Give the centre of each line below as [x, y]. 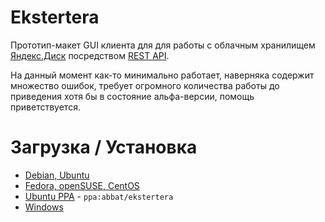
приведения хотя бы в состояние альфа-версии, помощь [132, 96]
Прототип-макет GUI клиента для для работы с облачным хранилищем [163, 45]
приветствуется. [45, 107]
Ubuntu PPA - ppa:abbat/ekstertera [99, 196]
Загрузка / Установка [104, 147]
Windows [44, 207]
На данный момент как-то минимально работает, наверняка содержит [162, 75]
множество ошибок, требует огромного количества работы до [145, 85]
